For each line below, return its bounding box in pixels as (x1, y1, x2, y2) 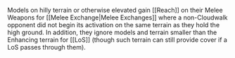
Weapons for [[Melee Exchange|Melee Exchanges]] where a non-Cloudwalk (7, 13, 228, 22)
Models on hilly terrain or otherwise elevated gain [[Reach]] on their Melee (7, 6, 223, 14)
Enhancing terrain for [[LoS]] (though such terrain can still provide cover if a (7, 36, 227, 44)
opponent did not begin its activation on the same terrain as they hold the (7, 21, 220, 29)
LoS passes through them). (7, 43, 86, 51)
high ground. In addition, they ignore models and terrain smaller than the (7, 28, 217, 36)
